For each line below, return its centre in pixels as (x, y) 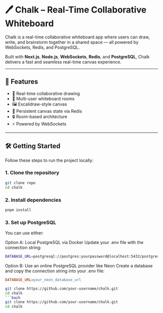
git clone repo (20, 183)
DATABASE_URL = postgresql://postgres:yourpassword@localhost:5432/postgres (82, 257)
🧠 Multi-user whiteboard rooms (43, 99)
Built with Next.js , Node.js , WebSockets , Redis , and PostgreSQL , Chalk (77, 56)
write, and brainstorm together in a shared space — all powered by (72, 42)
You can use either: (24, 233)
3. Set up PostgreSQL (31, 222)
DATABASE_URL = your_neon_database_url (43, 280)
